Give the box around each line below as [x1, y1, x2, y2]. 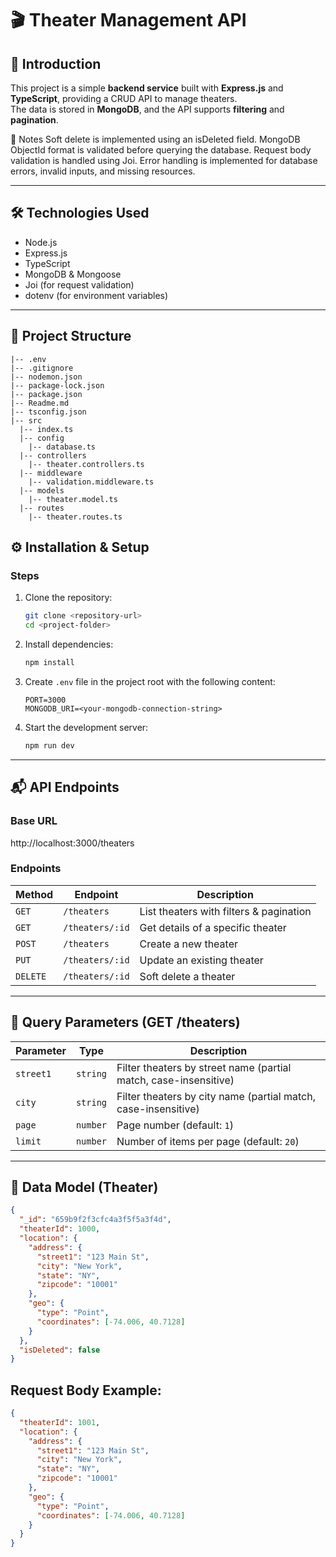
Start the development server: [24, 721, 149, 733]
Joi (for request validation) [24, 278, 135, 291]
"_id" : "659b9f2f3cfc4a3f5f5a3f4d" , [19, 1215, 172, 1225]
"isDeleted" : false [19, 1345, 101, 1355]
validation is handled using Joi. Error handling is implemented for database [10, 155, 318, 166]
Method [15, 887, 54, 901]
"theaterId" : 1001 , [19, 1417, 101, 1427]
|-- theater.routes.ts [28, 512, 123, 522]
